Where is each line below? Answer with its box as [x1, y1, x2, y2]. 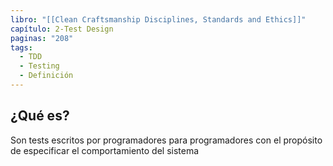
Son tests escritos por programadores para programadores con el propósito [10, 134, 323, 146]
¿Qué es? [10, 107, 70, 125]
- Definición [19, 71, 74, 81]
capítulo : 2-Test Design [10, 24, 114, 34]
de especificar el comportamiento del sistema [10, 144, 200, 156]
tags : [10, 42, 33, 53]
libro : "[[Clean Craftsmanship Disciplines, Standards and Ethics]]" [10, 14, 307, 25]
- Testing [19, 61, 60, 71]
